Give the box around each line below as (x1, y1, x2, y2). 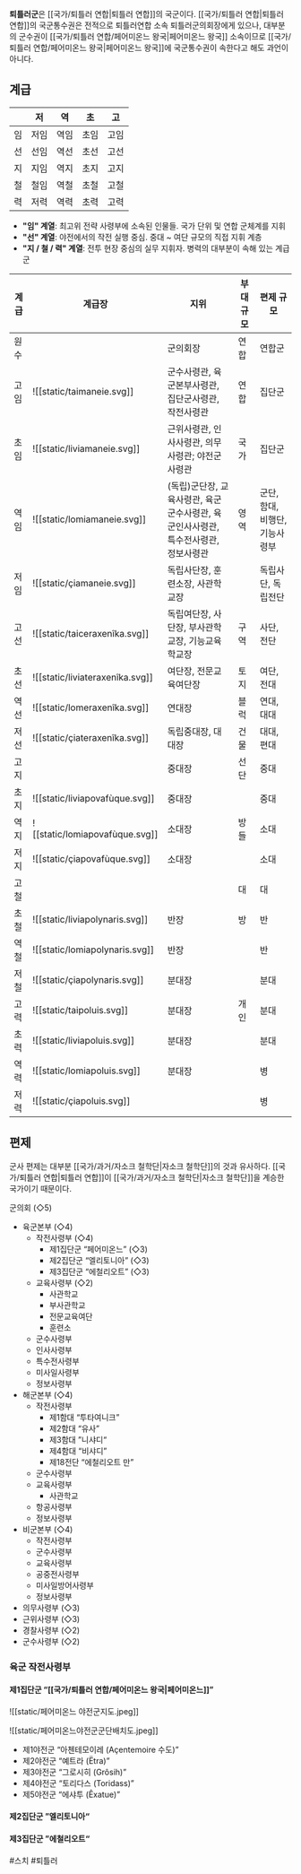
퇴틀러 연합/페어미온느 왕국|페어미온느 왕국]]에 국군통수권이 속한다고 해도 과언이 (9, 42, 289, 53)
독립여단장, (167, 607, 212, 620)
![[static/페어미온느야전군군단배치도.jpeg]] (9, 1725, 159, 1736)
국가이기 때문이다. (9, 1183, 73, 1193)
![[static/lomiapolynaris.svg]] (32, 943, 155, 956)
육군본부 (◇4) (21, 1221, 73, 1232)
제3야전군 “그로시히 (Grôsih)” (21, 1766, 127, 1777)
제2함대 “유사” (48, 1423, 100, 1434)
